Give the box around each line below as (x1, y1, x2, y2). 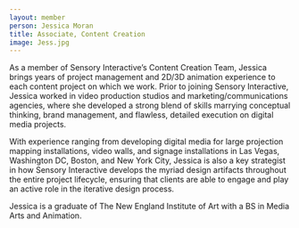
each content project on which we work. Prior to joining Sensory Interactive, (9, 81, 289, 92)
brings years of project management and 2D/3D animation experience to (9, 72, 276, 83)
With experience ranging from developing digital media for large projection (9, 136, 284, 147)
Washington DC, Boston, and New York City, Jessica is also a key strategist (9, 155, 286, 166)
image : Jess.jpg (9, 37, 70, 47)
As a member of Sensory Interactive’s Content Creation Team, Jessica (9, 62, 268, 73)
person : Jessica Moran (9, 21, 94, 30)
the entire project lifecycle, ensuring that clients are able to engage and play (9, 175, 289, 185)
